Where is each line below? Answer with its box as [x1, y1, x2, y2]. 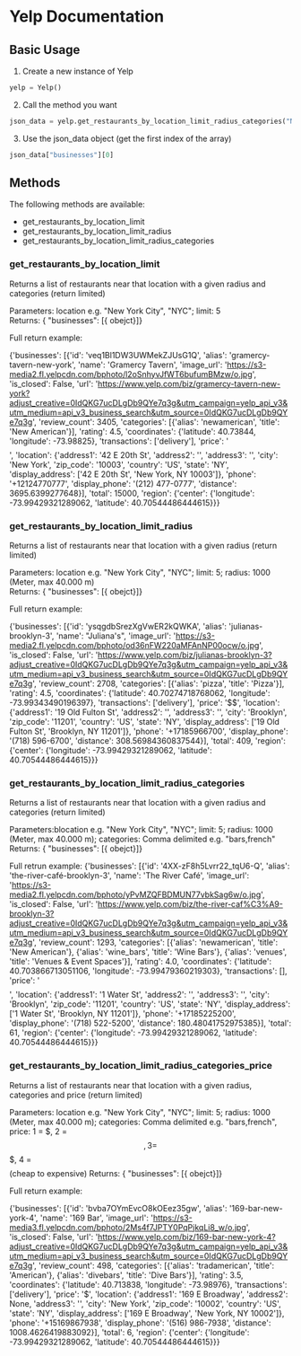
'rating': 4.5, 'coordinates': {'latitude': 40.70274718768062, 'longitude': [9, 688, 271, 699]
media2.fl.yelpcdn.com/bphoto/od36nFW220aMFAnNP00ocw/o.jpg [9, 640, 260, 651]
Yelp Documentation [9, 6, 165, 27]
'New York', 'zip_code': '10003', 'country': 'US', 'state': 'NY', [9, 459, 230, 470]
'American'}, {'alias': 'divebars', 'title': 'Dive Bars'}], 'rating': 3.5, [9, 1269, 244, 1281]
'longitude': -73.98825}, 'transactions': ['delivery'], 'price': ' [9, 436, 229, 446]
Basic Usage [9, 42, 81, 57]
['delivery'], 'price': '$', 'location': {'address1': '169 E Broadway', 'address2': [9, 1289, 288, 1299]
